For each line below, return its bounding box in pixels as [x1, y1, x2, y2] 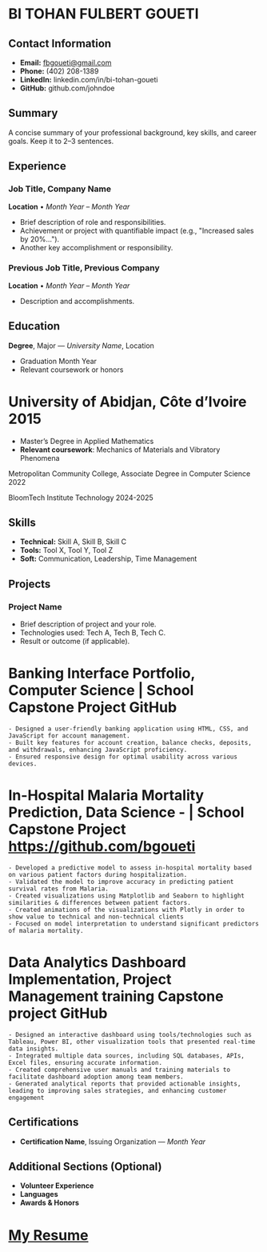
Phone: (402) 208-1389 [19, 66, 99, 76]
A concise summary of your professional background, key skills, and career [8, 127, 257, 137]
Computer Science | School [8, 682, 194, 700]
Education [8, 319, 61, 333]
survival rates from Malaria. [8, 885, 110, 893]
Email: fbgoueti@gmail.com [19, 58, 112, 67]
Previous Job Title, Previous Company [8, 262, 160, 274]
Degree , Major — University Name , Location [8, 341, 154, 350]
